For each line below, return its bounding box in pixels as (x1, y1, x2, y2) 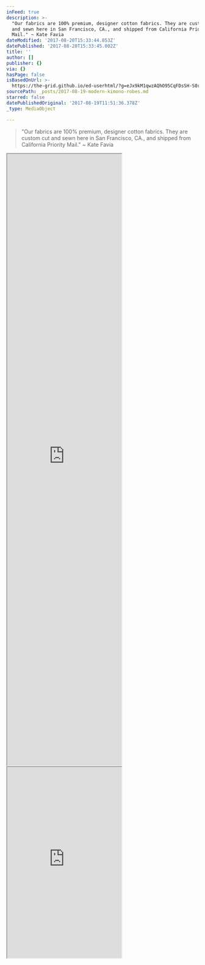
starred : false (6, 94, 45, 100)
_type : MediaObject (6, 105, 56, 112)
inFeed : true (6, 9, 40, 15)
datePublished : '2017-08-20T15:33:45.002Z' (6, 43, 119, 50)
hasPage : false (6, 72, 45, 78)
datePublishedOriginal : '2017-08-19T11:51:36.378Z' (6, 100, 140, 106)
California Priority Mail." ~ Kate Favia (21, 141, 114, 148)
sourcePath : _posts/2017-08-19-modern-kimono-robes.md (6, 89, 149, 95)
